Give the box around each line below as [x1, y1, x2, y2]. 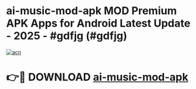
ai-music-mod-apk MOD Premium [6, 4, 177, 18]
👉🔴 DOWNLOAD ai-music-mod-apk [6, 71, 189, 84]
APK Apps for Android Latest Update [6, 17, 191, 30]
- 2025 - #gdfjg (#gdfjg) [6, 29, 128, 42]
